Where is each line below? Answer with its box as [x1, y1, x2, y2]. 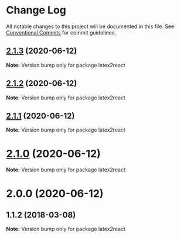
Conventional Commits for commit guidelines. [6, 29, 116, 36]
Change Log [6, 4, 66, 17]
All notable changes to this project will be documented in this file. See [6, 23, 175, 30]
